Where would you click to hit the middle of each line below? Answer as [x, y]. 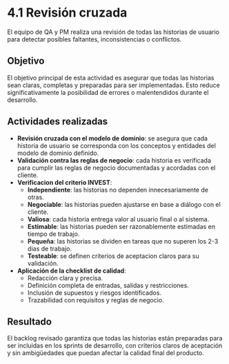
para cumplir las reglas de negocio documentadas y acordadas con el [116, 167]
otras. [36, 197]
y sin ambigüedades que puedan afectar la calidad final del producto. [106, 353]
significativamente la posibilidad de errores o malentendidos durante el [108, 92]
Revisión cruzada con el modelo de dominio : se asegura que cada [112, 138]
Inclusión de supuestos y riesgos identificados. [94, 293]
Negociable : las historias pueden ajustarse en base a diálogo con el [124, 204]
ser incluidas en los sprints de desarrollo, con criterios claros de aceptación [115, 346]
